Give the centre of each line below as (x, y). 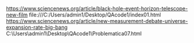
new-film (17, 15)
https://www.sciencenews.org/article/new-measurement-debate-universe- (97, 21)
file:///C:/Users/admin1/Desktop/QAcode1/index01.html (95, 15)
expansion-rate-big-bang (37, 27)
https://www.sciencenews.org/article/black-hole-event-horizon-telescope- (97, 9)
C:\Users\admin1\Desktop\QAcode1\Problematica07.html (74, 34)
